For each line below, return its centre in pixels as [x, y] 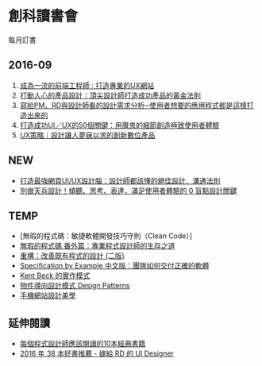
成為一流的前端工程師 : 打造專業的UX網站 [87, 85]
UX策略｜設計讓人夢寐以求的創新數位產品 [87, 135]
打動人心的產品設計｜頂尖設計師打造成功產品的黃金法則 [110, 95]
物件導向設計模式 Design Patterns [75, 286]
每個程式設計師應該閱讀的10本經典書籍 [83, 344]
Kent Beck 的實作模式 [55, 275]
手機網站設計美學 [48, 295]
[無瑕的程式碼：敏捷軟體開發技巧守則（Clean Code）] [106, 236]
